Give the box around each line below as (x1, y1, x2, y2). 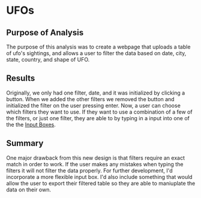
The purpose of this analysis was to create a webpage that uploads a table (6, 43, 191, 50)
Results (6, 73, 35, 84)
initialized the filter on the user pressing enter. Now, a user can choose (6, 102, 181, 109)
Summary (6, 138, 44, 148)
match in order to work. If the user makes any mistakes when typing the (6, 160, 184, 167)
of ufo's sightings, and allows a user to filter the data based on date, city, (6, 50, 187, 57)
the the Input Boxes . (6, 121, 56, 128)
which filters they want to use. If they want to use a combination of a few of (6, 108, 193, 115)
